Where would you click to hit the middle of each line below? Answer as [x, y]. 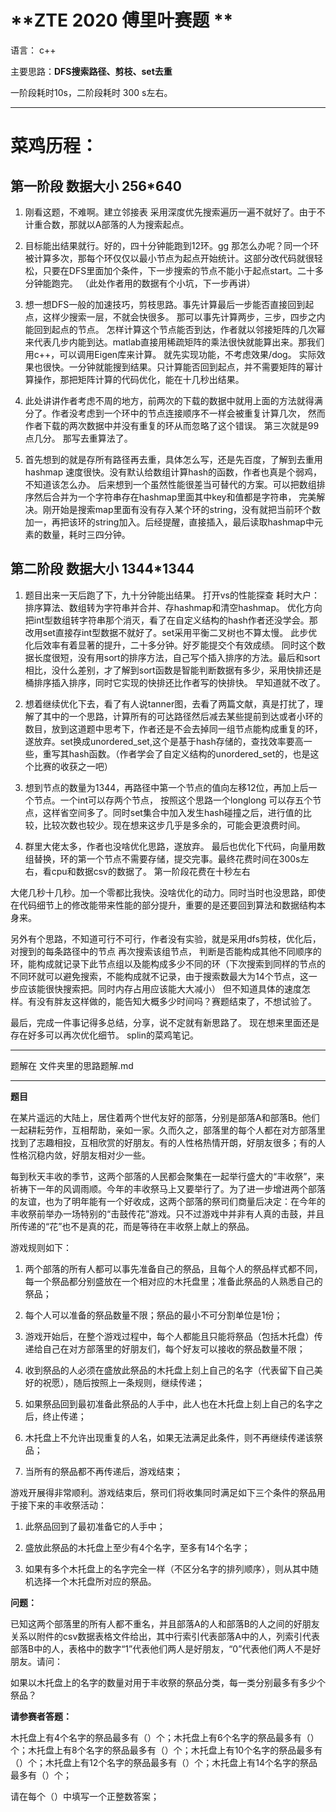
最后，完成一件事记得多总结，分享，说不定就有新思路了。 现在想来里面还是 [165, 1022]
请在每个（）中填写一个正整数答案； [85, 1796]
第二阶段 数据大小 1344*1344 [102, 569]
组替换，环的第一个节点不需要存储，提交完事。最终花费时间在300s [162, 858]
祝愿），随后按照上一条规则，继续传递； [123, 1382]
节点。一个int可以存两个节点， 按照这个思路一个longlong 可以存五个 [173, 800]
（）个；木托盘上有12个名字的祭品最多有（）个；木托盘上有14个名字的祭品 [164, 1762]
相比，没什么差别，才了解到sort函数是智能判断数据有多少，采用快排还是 [173, 670]
